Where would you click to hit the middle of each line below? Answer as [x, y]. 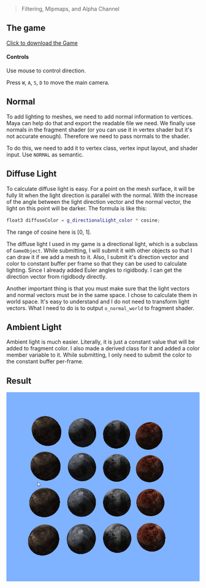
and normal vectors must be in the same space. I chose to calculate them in [102, 295]
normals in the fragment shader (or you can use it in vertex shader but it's [99, 130]
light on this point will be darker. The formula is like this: [77, 208]
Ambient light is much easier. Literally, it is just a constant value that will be [101, 342]
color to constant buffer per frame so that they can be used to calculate [97, 263]
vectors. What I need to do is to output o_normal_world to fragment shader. [101, 308]
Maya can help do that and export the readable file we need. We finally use [101, 123]
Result [19, 381]
